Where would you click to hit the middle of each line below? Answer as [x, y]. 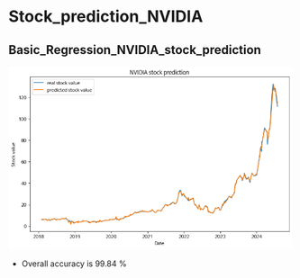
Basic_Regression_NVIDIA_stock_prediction [135, 50]
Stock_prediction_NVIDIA [106, 17]
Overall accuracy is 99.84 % [74, 264]
